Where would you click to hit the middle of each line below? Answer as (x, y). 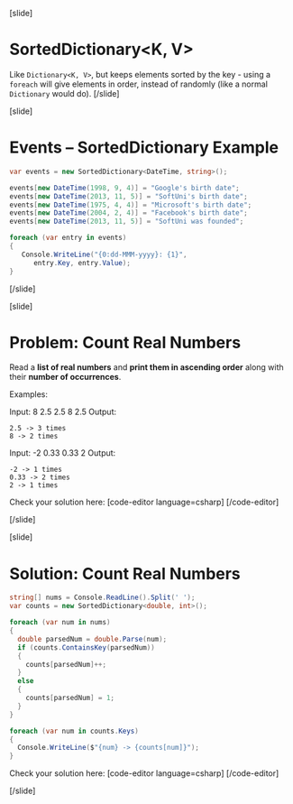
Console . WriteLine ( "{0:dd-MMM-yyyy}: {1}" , (104, 254)
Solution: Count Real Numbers (125, 573)
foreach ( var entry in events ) (68, 238)
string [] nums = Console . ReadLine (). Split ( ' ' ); (102, 598)
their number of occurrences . (65, 377)
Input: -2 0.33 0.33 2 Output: (63, 453)
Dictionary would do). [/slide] (64, 93)
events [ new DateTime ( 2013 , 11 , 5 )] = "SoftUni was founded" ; (127, 222)
